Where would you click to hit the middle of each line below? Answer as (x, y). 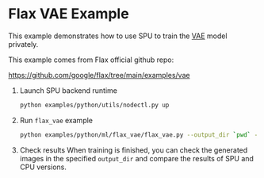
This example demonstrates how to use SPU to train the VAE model (118, 36)
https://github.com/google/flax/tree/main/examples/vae (99, 75)
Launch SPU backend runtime (68, 90)
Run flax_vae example (56, 120)
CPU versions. (43, 167)
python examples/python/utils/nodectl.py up (94, 105)
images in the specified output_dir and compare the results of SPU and (136, 158)
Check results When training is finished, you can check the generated (134, 150)
